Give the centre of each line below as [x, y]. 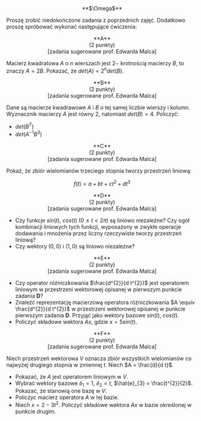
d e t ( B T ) [24, 126]
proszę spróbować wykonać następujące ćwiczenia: [72, 27]
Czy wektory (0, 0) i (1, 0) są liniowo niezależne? [75, 246]
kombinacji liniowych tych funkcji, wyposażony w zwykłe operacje [98, 226]
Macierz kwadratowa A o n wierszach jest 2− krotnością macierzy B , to [95, 63]
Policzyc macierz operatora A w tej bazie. [67, 397]
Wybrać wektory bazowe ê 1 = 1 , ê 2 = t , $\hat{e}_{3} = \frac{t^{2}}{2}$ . [104, 384]
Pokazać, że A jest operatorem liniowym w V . [72, 376]
